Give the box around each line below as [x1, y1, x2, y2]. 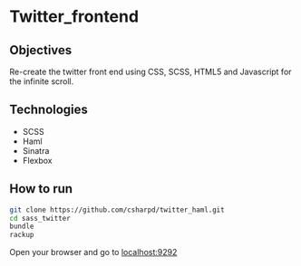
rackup [9, 231, 34, 240]
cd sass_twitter [9, 214, 71, 223]
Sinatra [22, 145, 50, 156]
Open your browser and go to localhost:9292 [9, 247, 178, 258]
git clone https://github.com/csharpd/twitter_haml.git [9, 205, 225, 214]
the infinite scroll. [9, 76, 74, 87]
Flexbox [22, 155, 53, 166]
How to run [9, 181, 73, 196]
